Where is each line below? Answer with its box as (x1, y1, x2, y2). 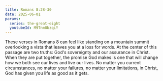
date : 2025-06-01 (5, 12, 41, 17)
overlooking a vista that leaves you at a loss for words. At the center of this (5, 44, 157, 50)
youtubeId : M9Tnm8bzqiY (9, 26, 58, 30)
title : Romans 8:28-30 (5, 7, 52, 12)
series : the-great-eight (9, 21, 61, 26)
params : (5, 16, 21, 21)
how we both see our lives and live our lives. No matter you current (5, 60, 141, 66)
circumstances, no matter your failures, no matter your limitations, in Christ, (5, 65, 159, 71)
